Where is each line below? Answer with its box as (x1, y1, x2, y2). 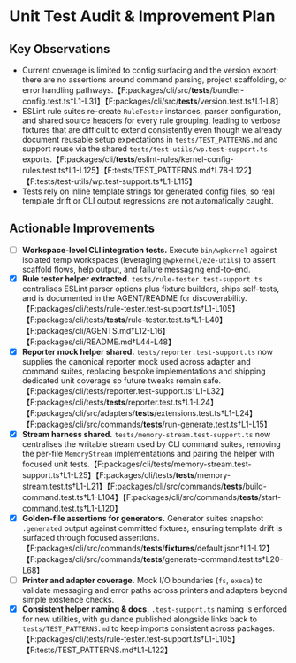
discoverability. (192, 292, 247, 303)
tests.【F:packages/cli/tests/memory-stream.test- (69, 459, 252, 470)
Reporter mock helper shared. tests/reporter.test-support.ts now (21, 346, 274, 357)
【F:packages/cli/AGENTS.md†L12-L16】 (21, 325, 171, 335)
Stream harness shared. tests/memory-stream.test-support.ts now (21, 429, 271, 439)
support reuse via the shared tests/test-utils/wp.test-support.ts (21, 143, 268, 154)
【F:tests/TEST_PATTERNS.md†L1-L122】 (21, 644, 173, 656)
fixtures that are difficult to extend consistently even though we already (21, 125, 283, 135)
